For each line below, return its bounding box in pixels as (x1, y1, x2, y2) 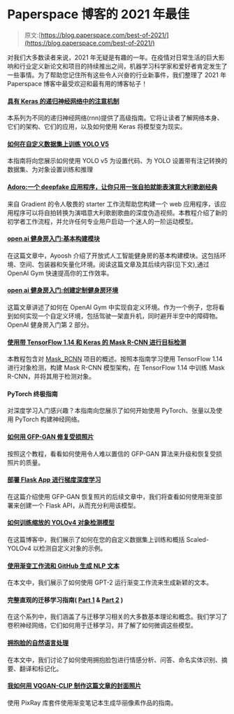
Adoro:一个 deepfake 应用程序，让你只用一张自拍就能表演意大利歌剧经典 (7, 183, 218, 191)
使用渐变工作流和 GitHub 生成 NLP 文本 (7, 561, 120, 570)
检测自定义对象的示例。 (38, 544, 107, 552)
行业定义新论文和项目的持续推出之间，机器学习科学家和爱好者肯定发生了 (19, 62, 228, 70)
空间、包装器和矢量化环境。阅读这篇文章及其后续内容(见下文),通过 (19, 260, 210, 268)
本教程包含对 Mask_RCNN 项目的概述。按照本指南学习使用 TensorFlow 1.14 (7, 355, 223, 363)
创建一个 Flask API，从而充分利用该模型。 (19, 501, 140, 510)
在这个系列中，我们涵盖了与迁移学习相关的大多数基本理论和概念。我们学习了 (7, 612, 228, 621)
